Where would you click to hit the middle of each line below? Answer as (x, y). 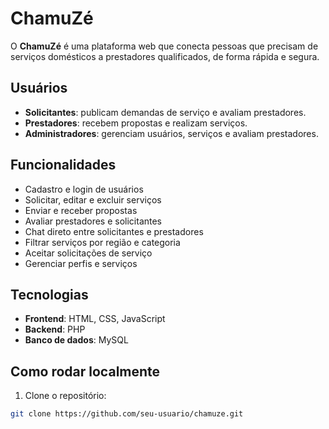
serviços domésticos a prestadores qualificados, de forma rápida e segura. (165, 56)
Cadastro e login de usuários (84, 189)
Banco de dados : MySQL (76, 340)
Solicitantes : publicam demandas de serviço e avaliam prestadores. (165, 112)
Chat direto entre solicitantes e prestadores (114, 231)
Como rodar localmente (85, 371)
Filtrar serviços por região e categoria (102, 242)
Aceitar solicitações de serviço (88, 253)
